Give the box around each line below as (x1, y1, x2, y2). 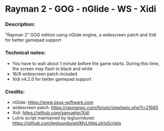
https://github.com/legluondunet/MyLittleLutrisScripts (12, 120, 121, 126)
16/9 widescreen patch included (12, 71, 78, 77)
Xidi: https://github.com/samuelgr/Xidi (12, 110, 90, 116)
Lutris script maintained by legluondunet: (12, 115, 96, 121)
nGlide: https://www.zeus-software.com (12, 99, 94, 106)
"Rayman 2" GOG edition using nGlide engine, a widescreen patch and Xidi (5, 32, 157, 38)
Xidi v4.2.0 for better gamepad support (12, 76, 92, 82)
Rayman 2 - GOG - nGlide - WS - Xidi (5, 3, 157, 15)
